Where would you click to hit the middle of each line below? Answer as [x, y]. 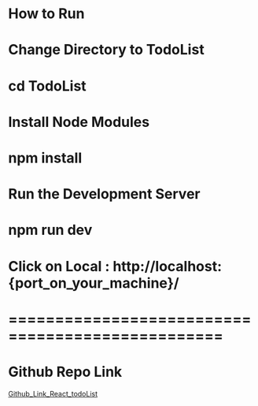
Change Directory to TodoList [106, 50]
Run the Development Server [104, 194]
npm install [45, 158]
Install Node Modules [79, 122]
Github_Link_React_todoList [53, 393]
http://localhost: [168, 266]
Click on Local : [59, 266]
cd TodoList [47, 86]
